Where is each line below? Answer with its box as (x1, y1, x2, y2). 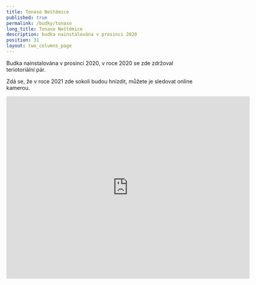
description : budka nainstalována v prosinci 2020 (6, 32, 137, 38)
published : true (6, 15, 47, 21)
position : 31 (6, 37, 40, 43)
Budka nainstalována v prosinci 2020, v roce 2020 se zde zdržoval (6, 59, 173, 67)
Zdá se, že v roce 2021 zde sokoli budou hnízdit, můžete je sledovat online (6, 77, 193, 85)
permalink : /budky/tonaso (6, 20, 72, 26)
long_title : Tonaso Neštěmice (6, 26, 83, 32)
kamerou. (6, 84, 30, 91)
